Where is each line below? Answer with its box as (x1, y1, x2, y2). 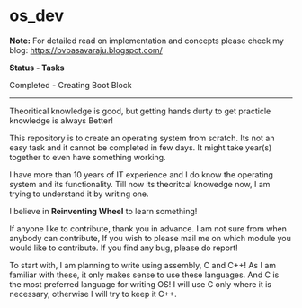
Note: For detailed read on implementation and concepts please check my (9, 35, 285, 46)
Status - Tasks (9, 62, 65, 73)
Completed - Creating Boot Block (9, 79, 132, 90)
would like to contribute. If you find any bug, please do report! (9, 242, 238, 253)
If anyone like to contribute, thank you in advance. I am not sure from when (9, 222, 288, 234)
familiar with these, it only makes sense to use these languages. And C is (9, 269, 280, 280)
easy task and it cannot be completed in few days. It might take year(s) (9, 141, 272, 153)
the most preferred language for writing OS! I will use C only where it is (9, 278, 272, 289)
